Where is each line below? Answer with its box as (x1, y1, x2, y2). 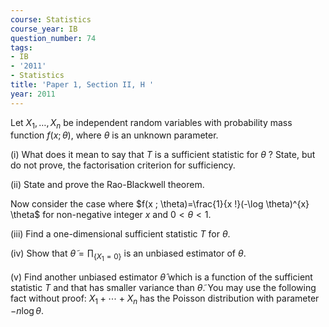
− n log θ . (10, 305, 44, 317)
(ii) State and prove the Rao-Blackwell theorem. (10, 179, 205, 191)
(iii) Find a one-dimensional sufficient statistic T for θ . (10, 228, 231, 240)
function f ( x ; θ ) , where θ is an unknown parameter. (10, 129, 219, 141)
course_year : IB (10, 24, 78, 34)
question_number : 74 (10, 33, 97, 43)
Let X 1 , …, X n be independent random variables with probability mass (10, 116, 293, 131)
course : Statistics (10, 14, 92, 25)
